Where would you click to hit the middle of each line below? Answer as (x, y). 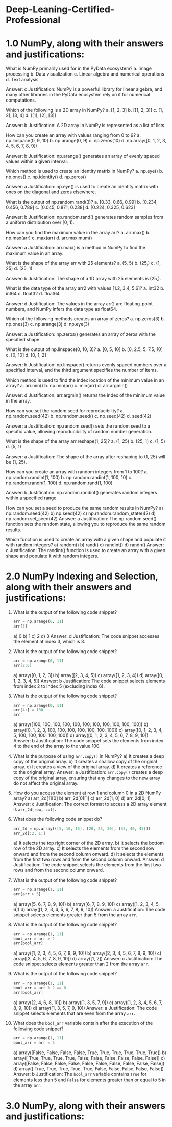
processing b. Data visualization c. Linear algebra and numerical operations (85, 74)
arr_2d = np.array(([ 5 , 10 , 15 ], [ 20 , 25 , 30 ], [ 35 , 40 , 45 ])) (82, 829)
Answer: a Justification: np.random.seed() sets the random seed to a (78, 426)
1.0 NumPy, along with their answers (85, 44)
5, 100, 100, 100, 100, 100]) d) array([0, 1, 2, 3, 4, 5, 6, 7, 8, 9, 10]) (81, 735)
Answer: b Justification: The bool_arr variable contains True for (80, 1074)
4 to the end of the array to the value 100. (57, 746)
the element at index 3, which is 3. (49, 641)
